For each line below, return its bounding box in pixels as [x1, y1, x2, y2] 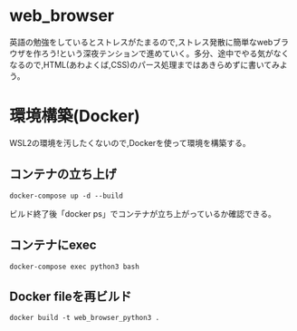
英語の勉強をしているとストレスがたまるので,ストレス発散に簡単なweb [9, 36, 273, 47]
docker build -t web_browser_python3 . [9, 314, 160, 323]
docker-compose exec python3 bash [9, 262, 140, 271]
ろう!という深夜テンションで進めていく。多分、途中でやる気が [40, 47, 274, 59]
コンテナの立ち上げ [9, 167, 117, 182]
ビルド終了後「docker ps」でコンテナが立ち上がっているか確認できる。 [9, 208, 276, 219]
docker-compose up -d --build [9, 191, 124, 200]
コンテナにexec [9, 238, 97, 253]
